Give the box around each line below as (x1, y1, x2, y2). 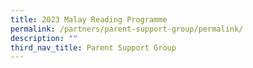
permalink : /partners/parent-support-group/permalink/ (10, 24, 244, 34)
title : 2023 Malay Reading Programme (10, 14, 168, 25)
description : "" (10, 33, 78, 43)
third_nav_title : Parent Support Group (10, 42, 177, 53)
